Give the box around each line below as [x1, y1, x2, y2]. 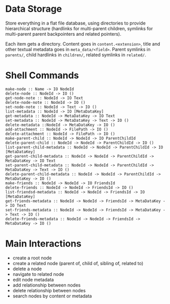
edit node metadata [12, 276, 54, 283]
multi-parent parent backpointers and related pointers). [5, 31, 122, 37]
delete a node [12, 266, 42, 272]
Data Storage [5, 3, 62, 15]
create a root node [12, 254, 52, 261]
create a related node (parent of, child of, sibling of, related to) [12, 260, 144, 266]
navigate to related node [12, 271, 64, 277]
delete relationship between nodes [12, 287, 86, 293]
